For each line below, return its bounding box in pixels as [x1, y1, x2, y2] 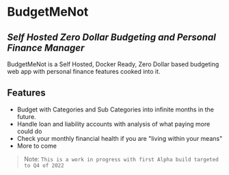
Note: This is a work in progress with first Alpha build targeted [23, 154, 219, 163]
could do [16, 127, 42, 135]
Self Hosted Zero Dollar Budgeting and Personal [7, 31, 217, 43]
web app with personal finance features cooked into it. [7, 68, 161, 75]
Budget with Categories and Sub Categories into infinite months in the [16, 105, 214, 113]
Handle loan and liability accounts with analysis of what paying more [16, 120, 211, 128]
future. [16, 112, 36, 120]
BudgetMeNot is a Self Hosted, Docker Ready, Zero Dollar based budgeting [7, 60, 219, 68]
